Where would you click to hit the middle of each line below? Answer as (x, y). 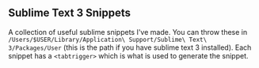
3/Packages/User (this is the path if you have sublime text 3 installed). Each (130, 47)
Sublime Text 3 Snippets (70, 13)
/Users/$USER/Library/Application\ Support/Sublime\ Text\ (108, 40)
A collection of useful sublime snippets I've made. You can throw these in (128, 32)
